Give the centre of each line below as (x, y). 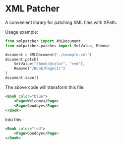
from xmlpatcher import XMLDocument (43, 41)
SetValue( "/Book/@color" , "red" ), (50, 64)
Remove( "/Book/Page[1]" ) (40, 69)
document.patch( (22, 59)
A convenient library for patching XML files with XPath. (61, 22)
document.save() (22, 78)
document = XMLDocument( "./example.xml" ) (49, 55)
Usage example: (22, 32)
